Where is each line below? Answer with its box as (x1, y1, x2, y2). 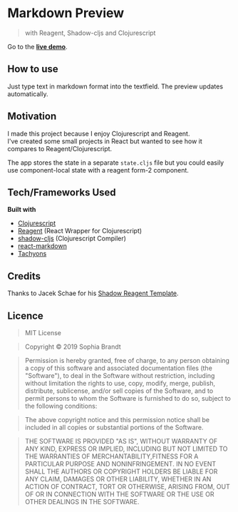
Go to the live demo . (7, 42, 68, 51)
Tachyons (17, 250, 47, 258)
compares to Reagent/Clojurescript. (7, 144, 113, 153)
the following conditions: (24, 401, 98, 410)
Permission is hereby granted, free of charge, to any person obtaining (24, 357, 230, 364)
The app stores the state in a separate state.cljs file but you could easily (7, 158, 224, 167)
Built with (7, 205, 36, 214)
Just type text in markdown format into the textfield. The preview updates (7, 82, 223, 91)
